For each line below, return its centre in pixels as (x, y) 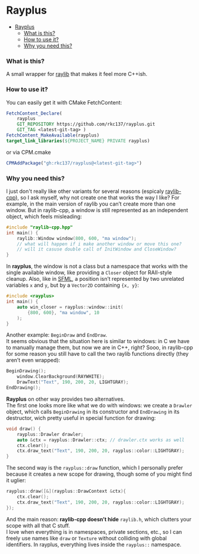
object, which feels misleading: (44, 216)
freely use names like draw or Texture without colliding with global (87, 538)
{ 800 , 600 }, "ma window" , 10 (64, 312)
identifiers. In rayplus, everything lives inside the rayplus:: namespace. (94, 544)
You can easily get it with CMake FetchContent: (64, 102)
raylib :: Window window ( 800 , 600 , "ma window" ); (77, 238)
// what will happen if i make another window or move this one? (99, 244)
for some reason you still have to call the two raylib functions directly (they (97, 354)
